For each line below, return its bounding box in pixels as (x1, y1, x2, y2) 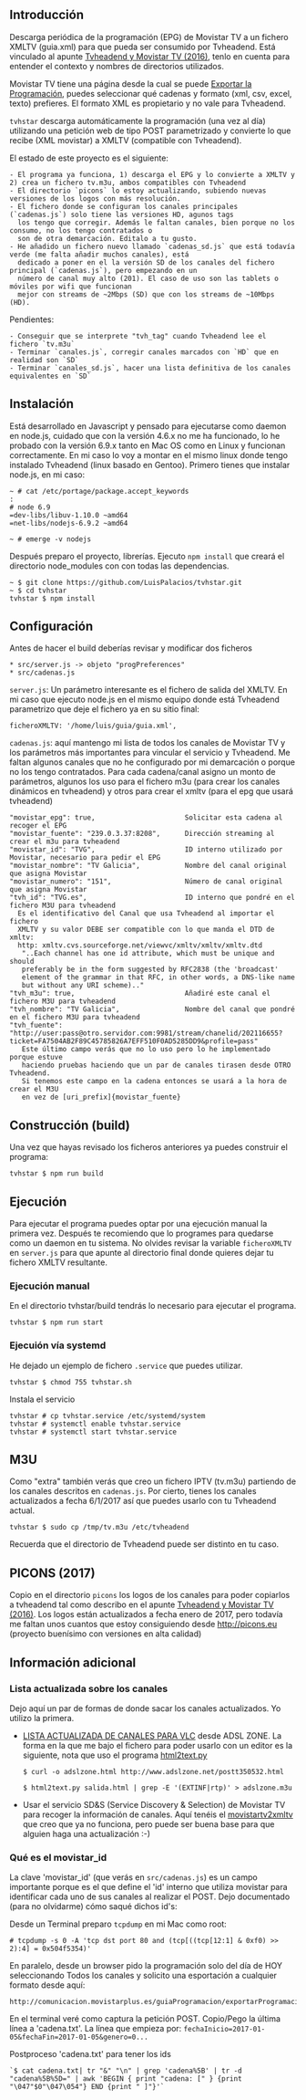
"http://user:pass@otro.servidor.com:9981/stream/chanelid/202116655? (9, 1029, 283, 1039)
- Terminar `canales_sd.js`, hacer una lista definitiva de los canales (9, 363, 291, 372)
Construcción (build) (9, 1117, 130, 1133)
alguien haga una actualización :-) (22, 1828, 151, 1839)
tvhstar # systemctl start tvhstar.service (9, 1427, 178, 1437)
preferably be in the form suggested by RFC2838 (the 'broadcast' (21, 965, 280, 975)
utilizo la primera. (9, 1712, 75, 1723)
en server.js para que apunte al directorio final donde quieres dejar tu (9, 1248, 275, 1259)
